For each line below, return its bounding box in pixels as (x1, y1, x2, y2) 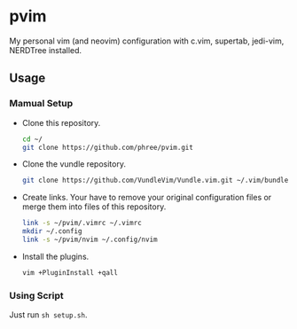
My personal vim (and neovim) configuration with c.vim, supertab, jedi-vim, (9, 35, 285, 46)
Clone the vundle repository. (21, 159, 127, 169)
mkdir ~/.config (21, 227, 82, 236)
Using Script (9, 289, 64, 302)
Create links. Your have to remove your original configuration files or (21, 192, 272, 203)
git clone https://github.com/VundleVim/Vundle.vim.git (21, 176, 233, 185)
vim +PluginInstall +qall (21, 268, 118, 277)
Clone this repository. (21, 117, 101, 128)
